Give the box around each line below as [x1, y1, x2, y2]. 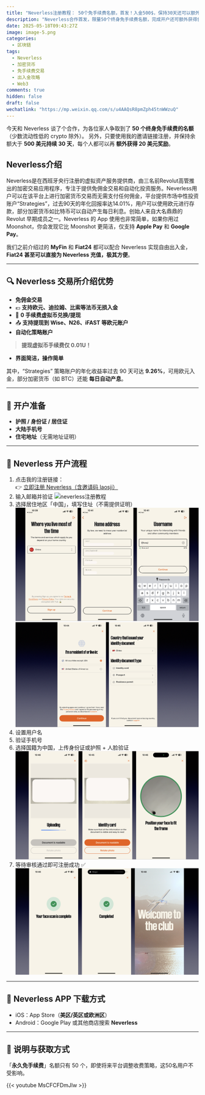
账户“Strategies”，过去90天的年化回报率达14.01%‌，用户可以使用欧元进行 [6, 200, 189, 207]
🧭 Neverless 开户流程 [6, 458, 87, 469]
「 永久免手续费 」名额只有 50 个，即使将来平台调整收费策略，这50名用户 [6, 1061, 189, 1069]
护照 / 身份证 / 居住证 [15, 418, 68, 425]
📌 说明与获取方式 [6, 1044, 70, 1055]
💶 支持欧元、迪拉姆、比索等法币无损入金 [15, 304, 118, 311]
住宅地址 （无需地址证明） [15, 433, 80, 441]
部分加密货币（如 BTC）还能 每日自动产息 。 [16, 375, 127, 383]
